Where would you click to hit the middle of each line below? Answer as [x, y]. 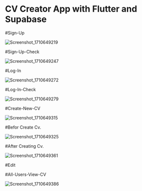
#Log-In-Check [21, 89]
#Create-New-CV [23, 108]
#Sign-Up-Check [22, 52]
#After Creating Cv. [24, 146]
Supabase [26, 19]
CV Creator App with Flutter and [71, 9]
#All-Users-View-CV [26, 174]
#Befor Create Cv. [23, 127]
